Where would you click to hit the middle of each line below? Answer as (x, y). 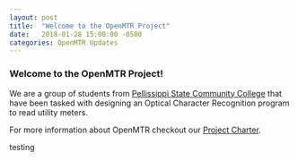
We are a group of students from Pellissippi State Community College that (146, 93)
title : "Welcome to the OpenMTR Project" (90, 26)
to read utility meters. (48, 112)
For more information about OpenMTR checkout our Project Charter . (136, 130)
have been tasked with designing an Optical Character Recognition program (149, 103)
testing (22, 147)
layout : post (34, 17)
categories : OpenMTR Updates (64, 42)
